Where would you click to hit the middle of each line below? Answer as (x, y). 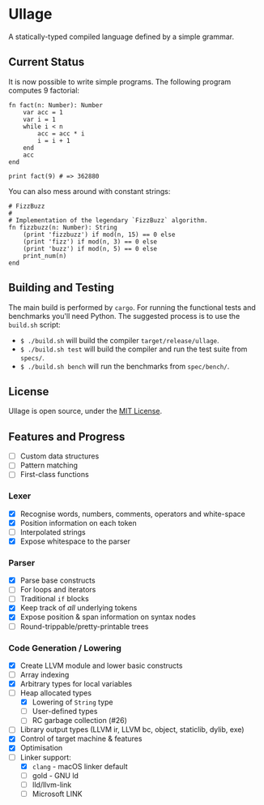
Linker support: (45, 757)
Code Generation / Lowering (65, 648)
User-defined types (65, 712)
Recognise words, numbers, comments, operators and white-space (132, 514)
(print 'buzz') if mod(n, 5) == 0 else (90, 248)
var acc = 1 (43, 112)
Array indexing (45, 674)
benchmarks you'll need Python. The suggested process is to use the (124, 316)
